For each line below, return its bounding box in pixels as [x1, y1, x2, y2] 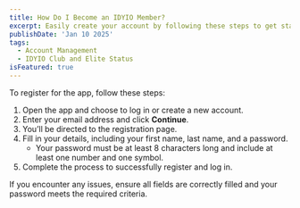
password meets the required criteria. [9, 188, 148, 199]
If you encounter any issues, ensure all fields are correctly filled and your [9, 179, 278, 189]
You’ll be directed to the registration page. [21, 123, 178, 134]
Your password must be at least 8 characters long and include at [35, 142, 274, 153]
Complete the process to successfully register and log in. [21, 162, 233, 172]
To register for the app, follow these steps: [9, 87, 165, 98]
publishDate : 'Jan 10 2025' [9, 29, 114, 38]
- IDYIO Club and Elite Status [17, 54, 134, 63]
